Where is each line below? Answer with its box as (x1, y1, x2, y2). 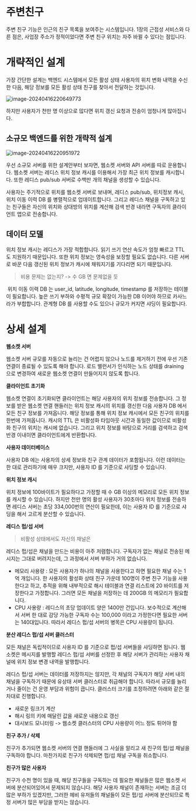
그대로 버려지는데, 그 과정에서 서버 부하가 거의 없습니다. (21, 555, 148, 562)
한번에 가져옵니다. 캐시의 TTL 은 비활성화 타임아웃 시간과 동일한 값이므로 (6, 417, 171, 424)
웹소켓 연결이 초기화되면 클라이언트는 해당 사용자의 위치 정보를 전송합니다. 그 (6, 395, 181, 402)
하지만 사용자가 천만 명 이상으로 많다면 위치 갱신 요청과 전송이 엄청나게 (6, 107, 166, 114)
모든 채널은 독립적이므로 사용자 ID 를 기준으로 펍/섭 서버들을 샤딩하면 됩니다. (6, 644, 180, 651)
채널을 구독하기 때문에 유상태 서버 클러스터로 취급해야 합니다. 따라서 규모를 (6, 678, 176, 685)
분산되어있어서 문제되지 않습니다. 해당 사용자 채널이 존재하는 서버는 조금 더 (16, 784, 187, 791)
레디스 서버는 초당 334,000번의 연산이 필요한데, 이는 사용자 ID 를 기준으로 (12, 503, 181, 510)
